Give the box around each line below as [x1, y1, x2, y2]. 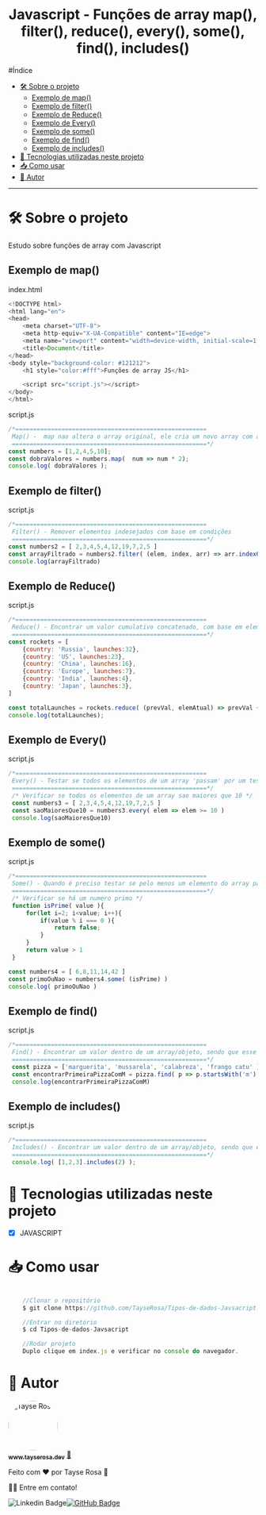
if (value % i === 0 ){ [40, 917, 115, 925]
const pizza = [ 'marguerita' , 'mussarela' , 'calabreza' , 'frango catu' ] [11, 1063, 260, 1071]
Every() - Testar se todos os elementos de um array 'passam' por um [11, 777, 246, 785]
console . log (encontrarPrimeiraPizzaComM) [11, 1078, 150, 1086]
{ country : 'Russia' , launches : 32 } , [22, 645, 140, 653]
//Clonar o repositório [22, 1296, 101, 1305]
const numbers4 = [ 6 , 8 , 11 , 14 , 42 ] [8, 967, 126, 975]
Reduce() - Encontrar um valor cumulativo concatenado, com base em [11, 623, 243, 632]
